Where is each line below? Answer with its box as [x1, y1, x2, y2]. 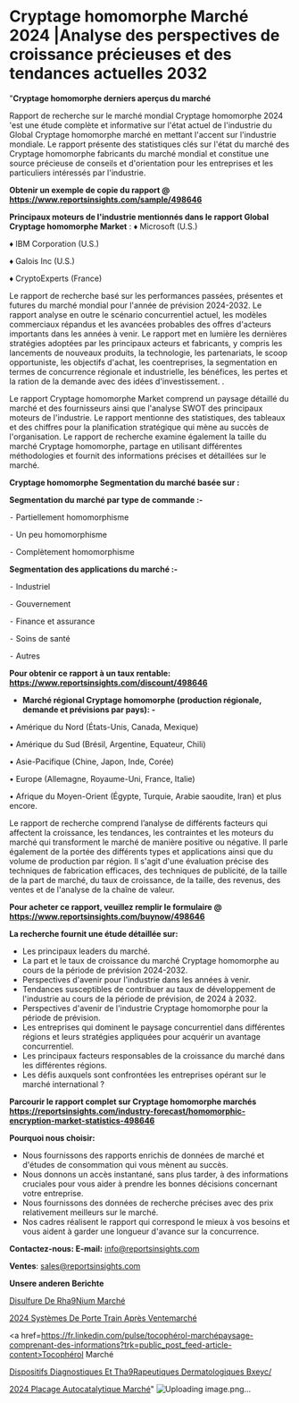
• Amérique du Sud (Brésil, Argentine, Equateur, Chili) [9, 738, 207, 749]
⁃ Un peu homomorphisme [9, 529, 107, 540]
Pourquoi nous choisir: [9, 1132, 96, 1143]
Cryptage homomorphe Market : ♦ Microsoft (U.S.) [9, 221, 198, 232]
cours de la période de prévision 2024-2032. [21, 965, 188, 975]
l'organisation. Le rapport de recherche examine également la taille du [9, 431, 267, 442]
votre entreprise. [21, 1187, 84, 1198]
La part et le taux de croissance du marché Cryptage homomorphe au [21, 955, 279, 965]
